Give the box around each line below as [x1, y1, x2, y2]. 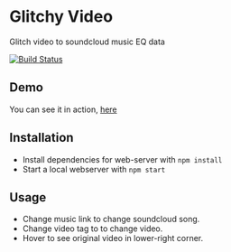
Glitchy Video [9, 6, 114, 27]
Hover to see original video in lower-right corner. [22, 233, 204, 244]
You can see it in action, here [9, 104, 117, 115]
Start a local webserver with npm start [22, 163, 166, 174]
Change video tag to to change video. [22, 223, 163, 234]
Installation [9, 130, 74, 145]
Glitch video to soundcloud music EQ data [9, 36, 165, 47]
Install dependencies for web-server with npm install [22, 154, 223, 164]
